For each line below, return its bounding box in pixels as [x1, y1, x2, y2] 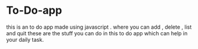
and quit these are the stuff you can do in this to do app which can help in [6, 29, 188, 36]
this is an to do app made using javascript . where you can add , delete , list [6, 23, 192, 30]
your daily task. [6, 36, 44, 43]
